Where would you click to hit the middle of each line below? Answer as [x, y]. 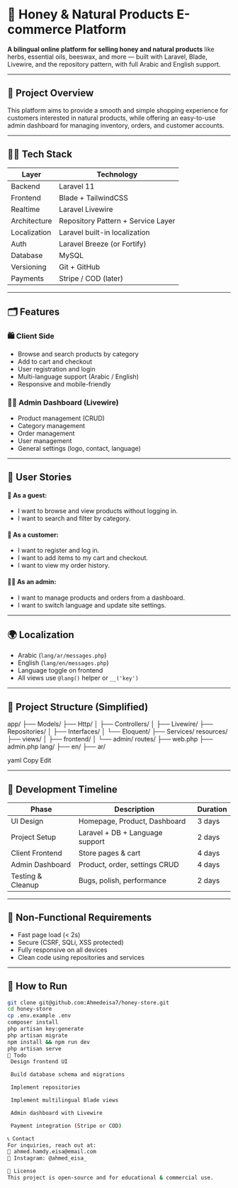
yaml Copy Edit [29, 761]
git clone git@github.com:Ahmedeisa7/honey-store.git [89, 1002]
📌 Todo [17, 1055]
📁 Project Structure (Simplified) [78, 707]
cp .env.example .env [39, 1016]
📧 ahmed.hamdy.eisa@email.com [52, 1152]
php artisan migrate [38, 1035]
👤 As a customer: [33, 534]
